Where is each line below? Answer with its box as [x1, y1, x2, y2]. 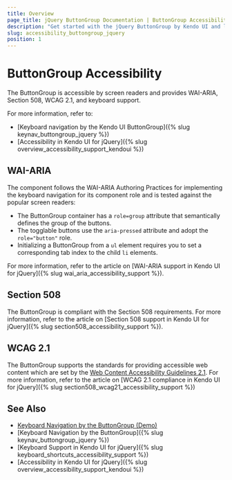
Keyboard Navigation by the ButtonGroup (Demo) [17, 421, 157, 429]
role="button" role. [17, 233, 72, 242]
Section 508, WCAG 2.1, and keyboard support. [7, 96, 142, 105]
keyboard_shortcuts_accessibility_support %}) [17, 451, 149, 459]
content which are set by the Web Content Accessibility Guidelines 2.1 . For [7, 368, 219, 376]
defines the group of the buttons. [17, 219, 112, 227]
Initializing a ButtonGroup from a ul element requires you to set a [17, 240, 202, 249]
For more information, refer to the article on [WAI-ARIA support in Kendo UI [7, 261, 221, 270]
